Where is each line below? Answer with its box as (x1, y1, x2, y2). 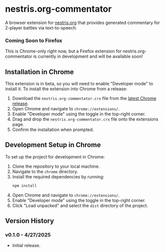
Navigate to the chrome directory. (12, 168, 79, 175)
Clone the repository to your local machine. (12, 163, 100, 169)
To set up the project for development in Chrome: (5, 153, 105, 160)
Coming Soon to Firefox (5, 37, 62, 44)
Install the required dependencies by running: (12, 174, 105, 179)
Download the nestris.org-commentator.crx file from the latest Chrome (12, 96, 157, 101)
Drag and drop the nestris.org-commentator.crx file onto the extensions (12, 116, 159, 122)
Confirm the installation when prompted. (12, 126, 94, 133)
